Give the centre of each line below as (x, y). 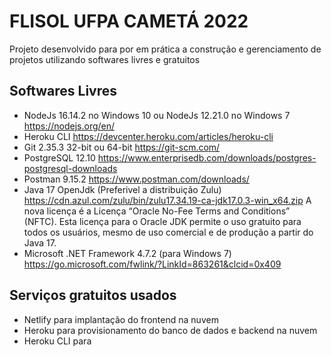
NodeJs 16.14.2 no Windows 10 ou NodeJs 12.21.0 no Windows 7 (157, 115)
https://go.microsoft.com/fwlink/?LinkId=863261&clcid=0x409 (152, 264)
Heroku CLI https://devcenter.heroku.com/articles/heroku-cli (148, 136)
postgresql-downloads (70, 168)
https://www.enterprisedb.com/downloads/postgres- (207, 157)
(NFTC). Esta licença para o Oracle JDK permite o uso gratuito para (162, 221)
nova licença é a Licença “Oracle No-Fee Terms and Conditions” (157, 211)
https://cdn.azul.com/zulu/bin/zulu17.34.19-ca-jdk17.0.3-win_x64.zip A (167, 200)
